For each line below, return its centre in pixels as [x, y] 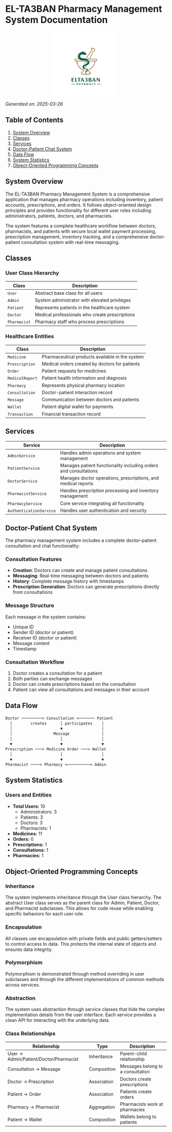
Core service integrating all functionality [102, 503]
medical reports [77, 484]
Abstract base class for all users [69, 293]
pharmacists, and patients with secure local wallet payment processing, [81, 231]
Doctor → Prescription [31, 1082]
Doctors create [136, 1079]
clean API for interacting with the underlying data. [58, 1020]
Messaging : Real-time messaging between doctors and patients [81, 576]
